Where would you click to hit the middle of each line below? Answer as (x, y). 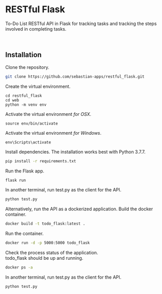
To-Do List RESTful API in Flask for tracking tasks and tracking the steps (81, 23)
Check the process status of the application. (52, 253)
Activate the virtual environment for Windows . (53, 133)
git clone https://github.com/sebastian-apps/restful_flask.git (75, 77)
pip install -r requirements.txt (41, 161)
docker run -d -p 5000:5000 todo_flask (48, 243)
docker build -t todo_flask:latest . (45, 224)
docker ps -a (19, 267)
